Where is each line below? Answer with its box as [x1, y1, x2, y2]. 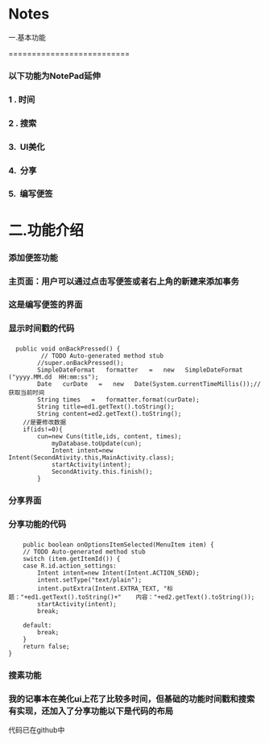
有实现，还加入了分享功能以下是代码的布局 [8, 705, 174, 716]
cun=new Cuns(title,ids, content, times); [37, 433, 182, 441]
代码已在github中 [8, 725, 65, 735]
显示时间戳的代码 [8, 323, 75, 334]
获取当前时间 [8, 388, 45, 397]
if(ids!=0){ [23, 425, 63, 434]
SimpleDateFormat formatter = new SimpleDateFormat [37, 366, 243, 375]
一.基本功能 [8, 32, 47, 42]
